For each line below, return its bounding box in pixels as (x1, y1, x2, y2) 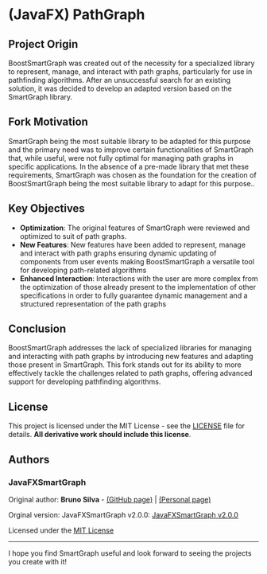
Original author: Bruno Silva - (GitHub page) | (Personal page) (8, 494, 211, 504)
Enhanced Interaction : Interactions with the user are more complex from (19, 273, 258, 283)
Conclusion (8, 322, 67, 336)
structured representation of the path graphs (19, 299, 167, 308)
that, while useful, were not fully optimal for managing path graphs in (8, 153, 234, 162)
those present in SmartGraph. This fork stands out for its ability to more (8, 360, 242, 369)
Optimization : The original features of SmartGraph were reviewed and (19, 223, 250, 232)
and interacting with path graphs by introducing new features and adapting (8, 352, 253, 361)
